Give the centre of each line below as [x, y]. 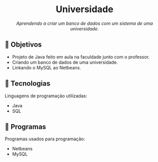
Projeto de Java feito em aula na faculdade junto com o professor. [81, 57]
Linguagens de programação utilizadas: [46, 96]
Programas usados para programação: [45, 139]
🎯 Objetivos [23, 45]
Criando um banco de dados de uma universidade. [65, 62]
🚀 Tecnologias [28, 84]
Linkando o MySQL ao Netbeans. [47, 67]
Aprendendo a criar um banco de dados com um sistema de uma [85, 23]
